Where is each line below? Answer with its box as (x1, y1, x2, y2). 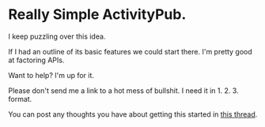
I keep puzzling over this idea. (8, 32, 106, 41)
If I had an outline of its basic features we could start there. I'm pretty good (8, 47, 253, 56)
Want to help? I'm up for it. (8, 70, 95, 80)
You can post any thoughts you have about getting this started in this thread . (8, 109, 258, 119)
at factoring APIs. (8, 55, 65, 65)
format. (8, 94, 32, 103)
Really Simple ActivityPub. (8, 6, 187, 24)
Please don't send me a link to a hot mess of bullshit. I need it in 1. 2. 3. (8, 85, 239, 95)
